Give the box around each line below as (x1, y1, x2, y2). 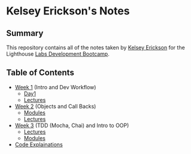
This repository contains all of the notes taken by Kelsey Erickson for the (6, 44, 186, 51)
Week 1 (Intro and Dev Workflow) (14, 83, 96, 90)
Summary (6, 28, 44, 38)
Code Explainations (14, 141, 63, 148)
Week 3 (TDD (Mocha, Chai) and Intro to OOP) (14, 122, 129, 129)
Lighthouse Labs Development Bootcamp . (6, 50, 110, 58)
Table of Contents (6, 68, 75, 78)
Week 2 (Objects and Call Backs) (14, 102, 96, 110)
